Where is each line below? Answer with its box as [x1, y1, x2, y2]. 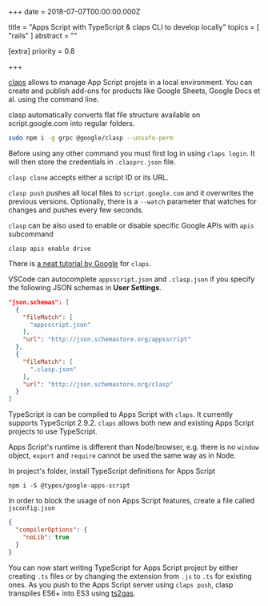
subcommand [8, 228, 54, 239]
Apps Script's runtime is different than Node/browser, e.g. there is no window [8, 442, 259, 452]
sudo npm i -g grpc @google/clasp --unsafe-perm [8, 134, 174, 142]
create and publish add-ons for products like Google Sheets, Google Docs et [8, 86, 261, 95]
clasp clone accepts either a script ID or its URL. [8, 172, 169, 182]
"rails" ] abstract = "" [8, 31, 78, 40]
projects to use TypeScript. [8, 426, 98, 436]
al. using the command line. [8, 95, 99, 103]
